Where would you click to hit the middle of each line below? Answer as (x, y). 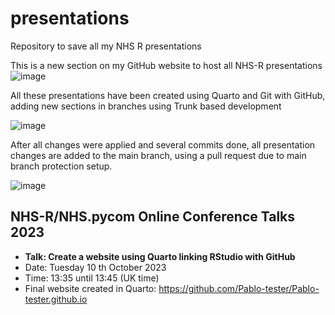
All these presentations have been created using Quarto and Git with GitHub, (168, 95)
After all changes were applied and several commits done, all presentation (163, 144)
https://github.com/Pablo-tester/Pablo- (239, 288)
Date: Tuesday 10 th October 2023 (95, 267)
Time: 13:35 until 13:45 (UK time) (92, 278)
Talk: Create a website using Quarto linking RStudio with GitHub (160, 256)
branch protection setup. (61, 166)
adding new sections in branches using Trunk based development (146, 106)
